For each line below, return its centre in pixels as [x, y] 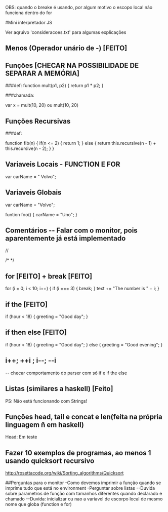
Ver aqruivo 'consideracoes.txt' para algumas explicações [66, 32]
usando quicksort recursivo [50, 461]
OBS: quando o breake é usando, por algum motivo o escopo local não [79, 7]
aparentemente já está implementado [66, 238]
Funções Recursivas [38, 121]
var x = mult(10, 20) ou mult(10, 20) [42, 105]
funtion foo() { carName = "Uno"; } [41, 214]
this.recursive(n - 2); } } [30, 148]
